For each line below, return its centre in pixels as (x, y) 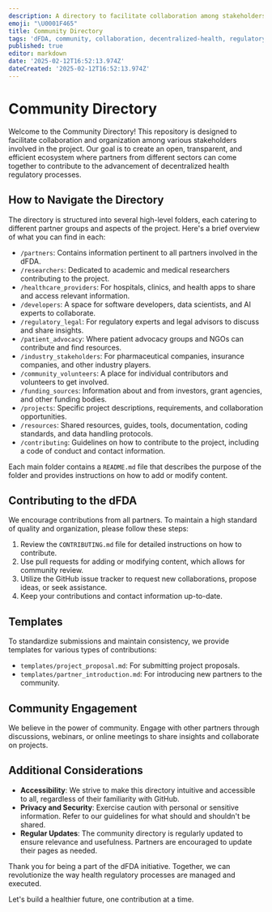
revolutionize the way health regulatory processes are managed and (122, 875)
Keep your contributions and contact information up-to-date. (121, 596)
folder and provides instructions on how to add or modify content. (118, 475)
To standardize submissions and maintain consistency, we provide (119, 641)
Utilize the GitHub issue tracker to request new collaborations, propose (138, 579)
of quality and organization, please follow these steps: (98, 529)
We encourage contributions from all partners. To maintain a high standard (133, 520)
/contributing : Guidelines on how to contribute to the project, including (139, 442)
